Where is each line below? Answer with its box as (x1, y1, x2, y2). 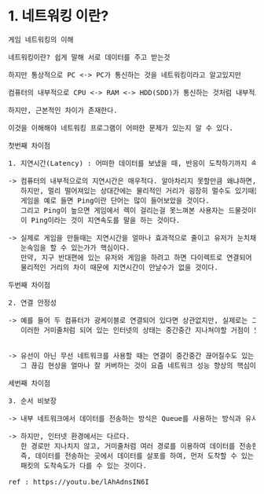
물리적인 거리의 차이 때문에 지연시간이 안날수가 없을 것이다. (20, 262, 218, 272)
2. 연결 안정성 (8, 298, 57, 307)
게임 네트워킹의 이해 (8, 35, 74, 44)
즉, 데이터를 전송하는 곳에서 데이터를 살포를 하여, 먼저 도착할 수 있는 (20, 451, 254, 460)
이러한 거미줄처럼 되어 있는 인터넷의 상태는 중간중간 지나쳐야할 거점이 (20, 325, 250, 335)
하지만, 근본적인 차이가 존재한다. (8, 105, 118, 115)
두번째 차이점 (8, 280, 51, 289)
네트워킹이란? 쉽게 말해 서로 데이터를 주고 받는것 (8, 53, 170, 61)
